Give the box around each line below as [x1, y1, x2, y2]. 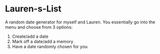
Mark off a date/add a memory [12, 38, 74, 44]
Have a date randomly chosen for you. [12, 43, 89, 49]
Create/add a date [12, 33, 48, 39]
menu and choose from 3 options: [5, 24, 73, 30]
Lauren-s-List [5, 3, 62, 14]
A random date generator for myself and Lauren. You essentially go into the [5, 19, 156, 25]
